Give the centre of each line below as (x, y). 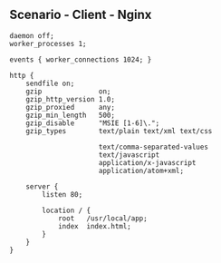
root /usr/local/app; (102, 218)
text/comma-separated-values (153, 147)
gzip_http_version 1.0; (71, 99)
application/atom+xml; (141, 170)
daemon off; (32, 35)
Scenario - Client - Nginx (81, 15)
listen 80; (62, 194)
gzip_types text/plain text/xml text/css (119, 131)
